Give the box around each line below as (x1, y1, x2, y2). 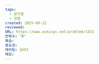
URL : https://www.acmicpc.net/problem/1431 (5, 29, 95, 34)
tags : (5, 7, 16, 12)
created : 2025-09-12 (5, 20, 47, 26)
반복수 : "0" (5, 34, 26, 39)
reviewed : (5, 25, 25, 30)
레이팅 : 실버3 (5, 47, 29, 52)
